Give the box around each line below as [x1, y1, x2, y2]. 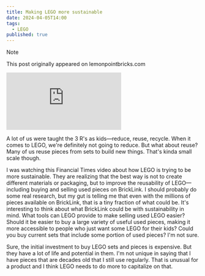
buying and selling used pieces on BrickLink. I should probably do [31, 186, 197, 193]
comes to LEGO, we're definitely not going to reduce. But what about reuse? [6, 141, 198, 149]
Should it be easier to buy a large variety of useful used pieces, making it [6, 218, 191, 226]
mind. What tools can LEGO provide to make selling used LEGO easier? [6, 212, 185, 219]
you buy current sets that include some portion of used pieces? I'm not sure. [6, 231, 199, 239]
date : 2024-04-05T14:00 [6, 15, 67, 21]
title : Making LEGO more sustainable [6, 9, 103, 15]
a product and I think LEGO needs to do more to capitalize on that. [6, 263, 173, 270]
